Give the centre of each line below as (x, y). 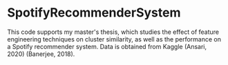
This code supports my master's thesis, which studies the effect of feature (113, 32)
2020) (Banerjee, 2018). (41, 54)
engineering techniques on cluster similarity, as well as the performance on (114, 39)
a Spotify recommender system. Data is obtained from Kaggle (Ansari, (107, 46)
